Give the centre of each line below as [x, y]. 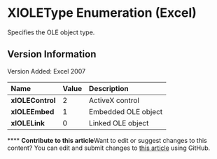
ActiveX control [114, 100]
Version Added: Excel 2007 [47, 71]
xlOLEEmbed [33, 111]
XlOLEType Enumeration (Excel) [102, 13]
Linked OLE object [119, 123]
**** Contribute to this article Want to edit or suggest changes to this [107, 140]
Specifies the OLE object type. [51, 32]
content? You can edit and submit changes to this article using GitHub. [109, 148]
